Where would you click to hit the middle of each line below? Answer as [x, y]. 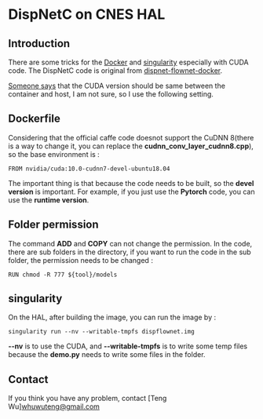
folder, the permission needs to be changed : [80, 260]
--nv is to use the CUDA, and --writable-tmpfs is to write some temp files [128, 346]
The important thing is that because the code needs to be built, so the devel [131, 183]
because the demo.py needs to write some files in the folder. [107, 355]
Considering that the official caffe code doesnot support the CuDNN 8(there [131, 137]
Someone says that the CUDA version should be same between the [117, 86]
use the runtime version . [49, 200]
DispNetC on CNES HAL [87, 15]
